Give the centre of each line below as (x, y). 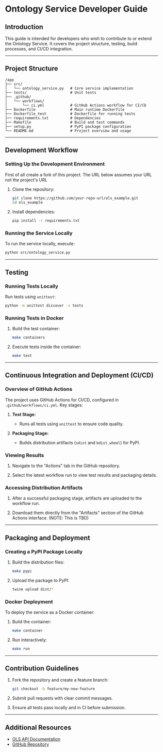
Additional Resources (38, 727)
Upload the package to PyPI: (41, 580)
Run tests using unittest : (30, 297)
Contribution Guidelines (42, 668)
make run (21, 649)
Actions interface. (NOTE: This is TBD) (50, 518)
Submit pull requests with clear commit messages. (62, 698)
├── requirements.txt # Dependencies (53, 118)
